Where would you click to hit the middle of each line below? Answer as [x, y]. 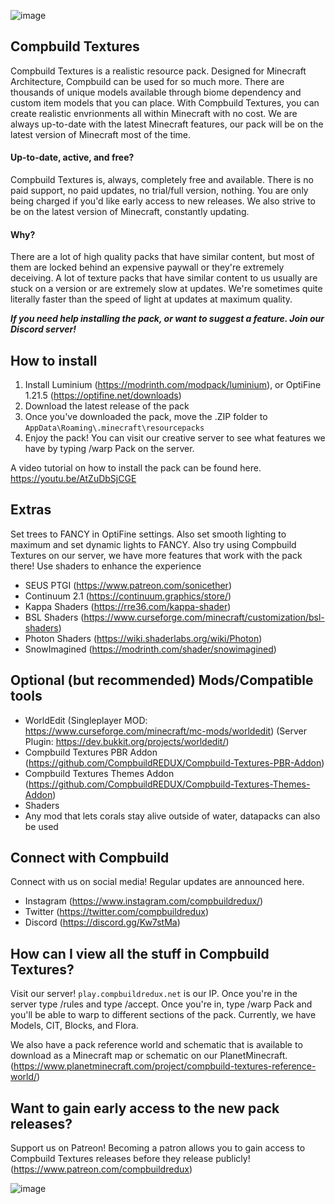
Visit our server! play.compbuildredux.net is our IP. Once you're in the [154, 994]
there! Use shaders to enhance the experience [106, 566]
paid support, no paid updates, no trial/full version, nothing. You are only [159, 191]
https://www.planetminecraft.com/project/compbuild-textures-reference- [165, 1066]
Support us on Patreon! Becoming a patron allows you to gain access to [158, 1148]
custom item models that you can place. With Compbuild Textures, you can [165, 102]
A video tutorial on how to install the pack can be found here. [136, 468]
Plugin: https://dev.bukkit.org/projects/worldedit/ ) [127, 741]
